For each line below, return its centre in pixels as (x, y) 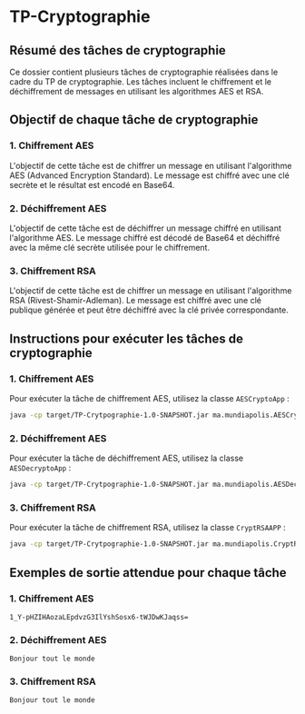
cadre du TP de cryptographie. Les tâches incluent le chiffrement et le (141, 82)
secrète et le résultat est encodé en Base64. (92, 184)
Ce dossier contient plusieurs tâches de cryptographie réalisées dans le (144, 72)
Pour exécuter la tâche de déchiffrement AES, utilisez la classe (127, 458)
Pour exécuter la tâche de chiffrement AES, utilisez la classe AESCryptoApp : (150, 398)
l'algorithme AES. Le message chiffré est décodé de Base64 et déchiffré (145, 237)
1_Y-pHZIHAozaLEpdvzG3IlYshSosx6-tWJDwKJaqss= (99, 617)
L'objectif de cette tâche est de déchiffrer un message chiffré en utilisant (145, 228)
